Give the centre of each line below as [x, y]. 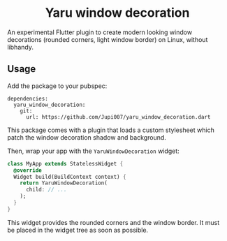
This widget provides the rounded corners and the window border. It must [113, 222]
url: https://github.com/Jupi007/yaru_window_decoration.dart [118, 117]
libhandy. [20, 47]
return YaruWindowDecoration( [64, 183]
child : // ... [46, 190]
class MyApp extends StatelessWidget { [65, 163]
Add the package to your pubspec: [57, 86]
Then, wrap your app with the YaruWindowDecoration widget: [93, 151]
